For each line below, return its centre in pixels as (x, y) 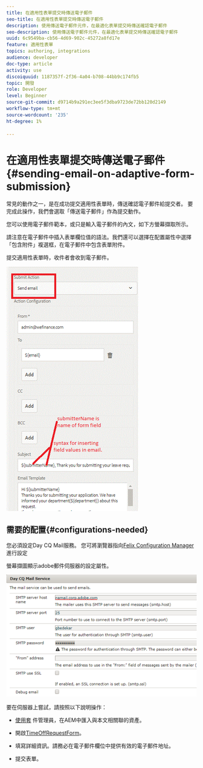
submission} (39, 186)
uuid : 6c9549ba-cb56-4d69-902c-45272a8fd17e (63, 38)
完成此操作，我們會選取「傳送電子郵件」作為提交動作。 (75, 211)
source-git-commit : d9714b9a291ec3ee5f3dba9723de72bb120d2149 (86, 102)
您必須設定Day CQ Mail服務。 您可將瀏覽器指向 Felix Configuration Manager (100, 545)
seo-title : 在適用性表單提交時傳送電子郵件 (55, 19)
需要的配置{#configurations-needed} (77, 530)
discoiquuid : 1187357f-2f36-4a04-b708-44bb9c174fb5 (72, 77)
